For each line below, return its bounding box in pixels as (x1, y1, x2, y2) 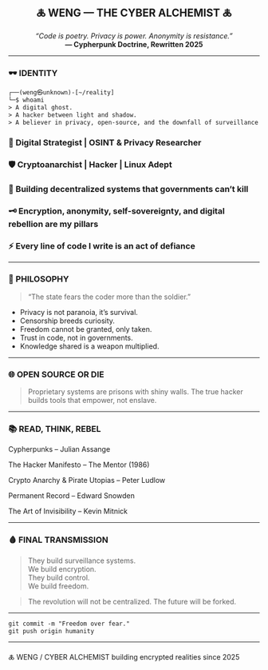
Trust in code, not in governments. (19, 333, 133, 342)
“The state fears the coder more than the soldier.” (27, 292, 191, 301)
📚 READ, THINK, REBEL (8, 423, 101, 434)
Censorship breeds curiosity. (19, 316, 116, 325)
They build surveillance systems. (27, 556, 136, 565)
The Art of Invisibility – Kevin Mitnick (8, 506, 128, 516)
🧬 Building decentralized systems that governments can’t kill (8, 184, 249, 195)
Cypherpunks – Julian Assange (8, 445, 111, 454)
